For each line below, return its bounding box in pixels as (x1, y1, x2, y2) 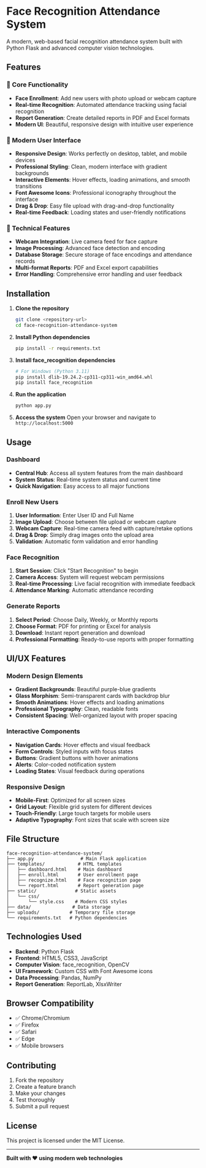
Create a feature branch (15, 1083, 76, 1091)
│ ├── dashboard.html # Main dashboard (6, 866, 122, 872)
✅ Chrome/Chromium (15, 1014, 71, 1022)
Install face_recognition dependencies (15, 356, 116, 364)
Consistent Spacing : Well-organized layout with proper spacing (15, 711, 178, 719)
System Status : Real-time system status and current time (15, 476, 161, 483)
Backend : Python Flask (15, 947, 75, 955)
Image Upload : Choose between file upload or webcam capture (15, 518, 177, 526)
